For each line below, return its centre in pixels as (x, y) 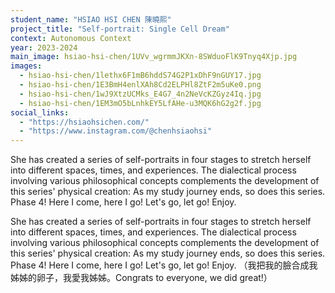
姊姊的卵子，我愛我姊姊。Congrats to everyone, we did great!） (141, 278)
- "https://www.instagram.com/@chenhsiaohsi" (116, 131)
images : (26, 66)
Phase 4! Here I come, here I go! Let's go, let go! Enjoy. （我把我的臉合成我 (164, 265)
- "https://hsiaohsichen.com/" (84, 122)
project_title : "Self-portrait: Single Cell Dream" (120, 29)
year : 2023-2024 (44, 47)
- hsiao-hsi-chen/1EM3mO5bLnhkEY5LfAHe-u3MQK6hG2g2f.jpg (140, 103)
